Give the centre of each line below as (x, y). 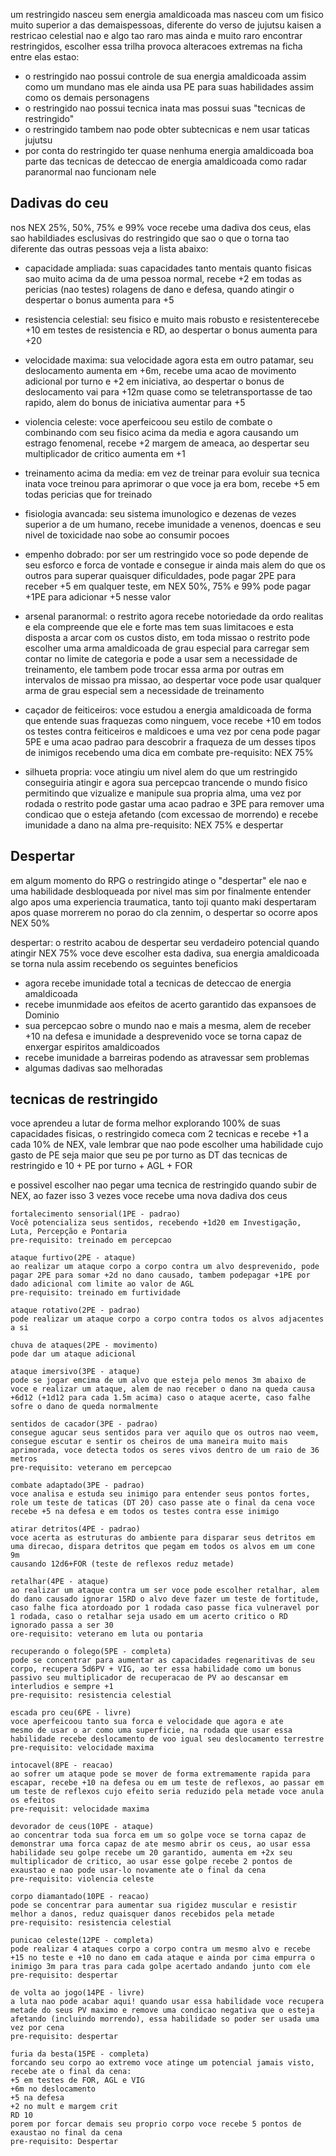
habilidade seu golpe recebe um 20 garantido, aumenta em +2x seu (151, 1853)
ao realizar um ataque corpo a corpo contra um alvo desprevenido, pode (165, 1267)
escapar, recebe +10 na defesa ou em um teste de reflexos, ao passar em (167, 1783)
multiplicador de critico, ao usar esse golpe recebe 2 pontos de (151, 1862)
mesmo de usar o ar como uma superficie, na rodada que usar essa (151, 1730)
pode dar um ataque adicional (73, 1354)
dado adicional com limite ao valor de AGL (102, 1284)
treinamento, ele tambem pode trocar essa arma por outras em (154, 669)
